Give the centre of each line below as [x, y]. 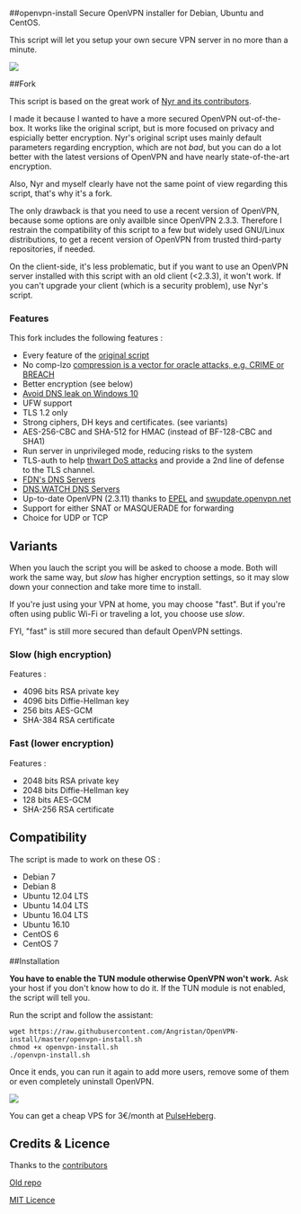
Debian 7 [39, 877]
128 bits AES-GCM [57, 799]
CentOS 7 [40, 943]
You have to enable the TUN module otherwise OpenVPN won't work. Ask [149, 978]
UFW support [47, 403]
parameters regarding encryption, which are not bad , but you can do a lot [145, 147]
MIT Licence [32, 1201]
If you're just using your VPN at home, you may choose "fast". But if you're [147, 604]
